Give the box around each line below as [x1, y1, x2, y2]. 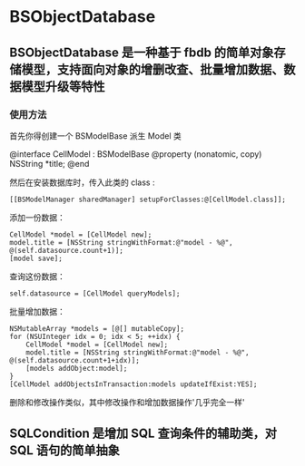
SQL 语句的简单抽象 [9, 442, 120, 459]
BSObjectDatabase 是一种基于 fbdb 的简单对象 [9, 44, 274, 60]
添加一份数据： [9, 211, 65, 223]
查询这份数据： [9, 270, 65, 282]
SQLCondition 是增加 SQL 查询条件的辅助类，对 [9, 426, 277, 442]
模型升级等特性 [21, 79, 105, 94]
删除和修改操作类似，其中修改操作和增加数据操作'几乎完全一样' [9, 396, 245, 407]
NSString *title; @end [9, 158, 90, 169]
